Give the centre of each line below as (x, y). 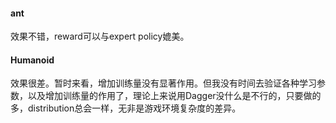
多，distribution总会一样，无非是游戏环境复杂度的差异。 (126, 108)
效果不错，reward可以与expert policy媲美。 (100, 36)
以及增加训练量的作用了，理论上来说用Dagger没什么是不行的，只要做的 (174, 96)
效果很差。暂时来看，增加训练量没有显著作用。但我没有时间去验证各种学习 (163, 83)
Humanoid (32, 60)
